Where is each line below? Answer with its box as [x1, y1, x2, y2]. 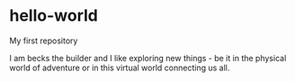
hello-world [9, 5, 99, 26]
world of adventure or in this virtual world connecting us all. [9, 62, 230, 73]
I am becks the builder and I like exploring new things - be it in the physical [9, 52, 287, 63]
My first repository [9, 35, 78, 46]
